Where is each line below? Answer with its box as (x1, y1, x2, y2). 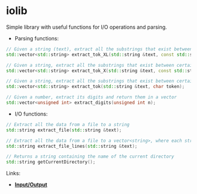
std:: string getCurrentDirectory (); (6, 159, 96, 165)
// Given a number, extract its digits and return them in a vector (6, 94, 177, 100)
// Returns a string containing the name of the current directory (6, 154, 175, 159)
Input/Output (14, 181, 47, 188)
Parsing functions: (14, 35, 59, 42)
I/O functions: (14, 110, 48, 117)
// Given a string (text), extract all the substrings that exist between (6, 46, 193, 52)
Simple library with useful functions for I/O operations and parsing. (6, 23, 167, 30)
